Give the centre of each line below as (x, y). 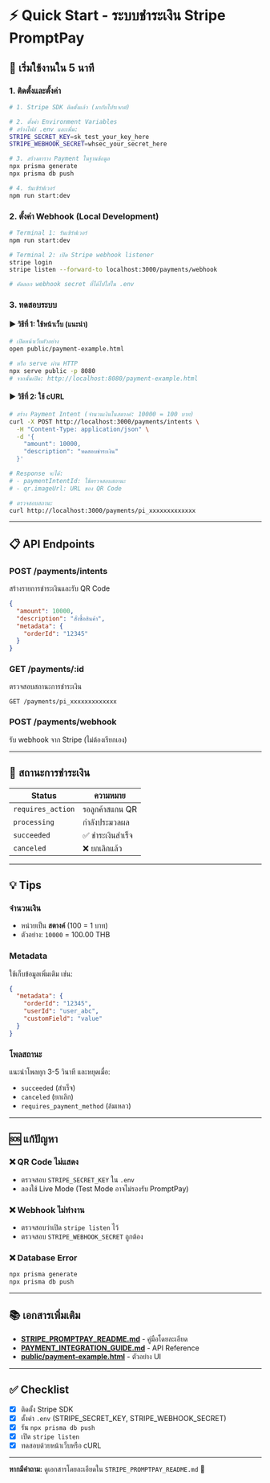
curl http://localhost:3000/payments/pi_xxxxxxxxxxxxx (103, 510)
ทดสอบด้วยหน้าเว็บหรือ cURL (61, 1445)
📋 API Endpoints (52, 544)
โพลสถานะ (26, 1054)
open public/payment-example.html (67, 349)
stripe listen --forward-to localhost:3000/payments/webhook (113, 270)
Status (44, 795)
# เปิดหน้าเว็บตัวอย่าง (34, 342)
